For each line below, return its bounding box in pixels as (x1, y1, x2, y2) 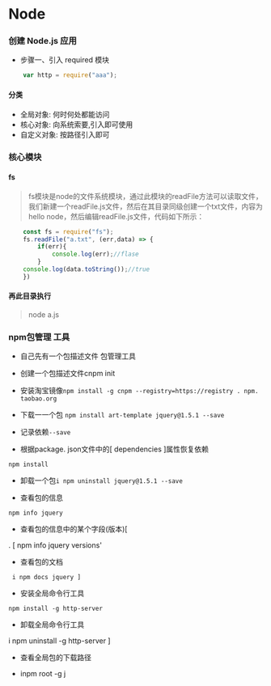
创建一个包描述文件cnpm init (19, 369, 116, 379)
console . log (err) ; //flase (51, 250, 139, 259)
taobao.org (19, 395, 57, 403)
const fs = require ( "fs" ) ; (23, 227, 114, 235)
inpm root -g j (19, 669, 66, 679)
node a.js (28, 310, 59, 320)
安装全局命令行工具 (19, 588, 85, 599)
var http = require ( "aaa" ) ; (23, 71, 117, 79)
